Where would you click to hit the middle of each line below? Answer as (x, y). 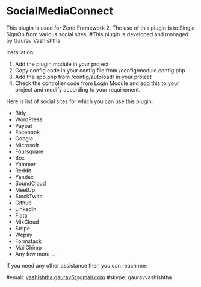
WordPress (29, 119)
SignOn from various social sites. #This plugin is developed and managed (97, 34)
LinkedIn (26, 209)
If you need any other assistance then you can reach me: (77, 265)
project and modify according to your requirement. (78, 89)
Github (23, 203)
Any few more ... (35, 254)
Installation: (20, 52)
